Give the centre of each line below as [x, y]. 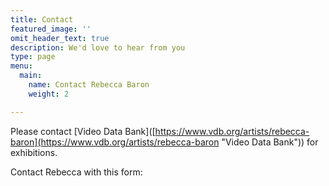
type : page [33, 57]
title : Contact [42, 19]
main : [31, 76]
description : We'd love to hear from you [98, 47]
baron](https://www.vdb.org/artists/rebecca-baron [115, 142]
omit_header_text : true [60, 38]
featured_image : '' [51, 29]
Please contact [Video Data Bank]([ [83, 131]
